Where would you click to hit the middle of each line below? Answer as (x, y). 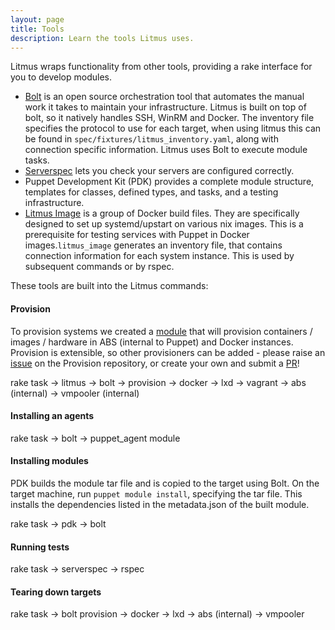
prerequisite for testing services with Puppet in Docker (137, 235)
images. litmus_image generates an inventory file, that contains (153, 245)
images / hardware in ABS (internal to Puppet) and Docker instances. (152, 342)
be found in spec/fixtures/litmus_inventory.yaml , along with (151, 139)
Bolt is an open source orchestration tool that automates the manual (164, 97)
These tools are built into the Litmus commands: (109, 286)
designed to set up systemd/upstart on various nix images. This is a (164, 224)
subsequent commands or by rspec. (99, 267)
